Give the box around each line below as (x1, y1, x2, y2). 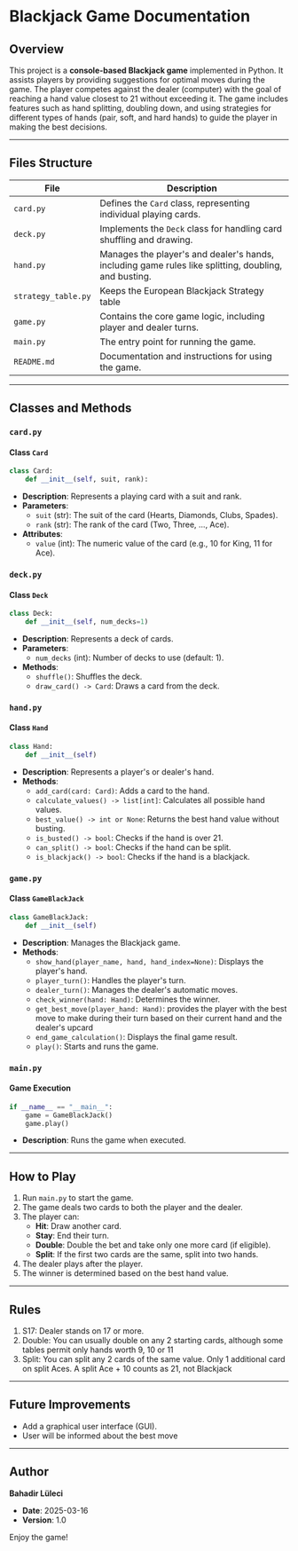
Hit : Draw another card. (35, 1221, 122, 1232)
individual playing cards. (99, 208, 201, 220)
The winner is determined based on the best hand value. (21, 1268, 229, 1279)
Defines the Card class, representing (99, 197, 250, 209)
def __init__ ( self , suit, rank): (25, 475, 149, 484)
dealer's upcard (35, 1022, 94, 1033)
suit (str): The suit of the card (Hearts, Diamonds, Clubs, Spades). (35, 510, 278, 521)
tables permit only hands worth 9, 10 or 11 (21, 1344, 175, 1355)
